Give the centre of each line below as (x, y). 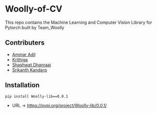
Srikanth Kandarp (30, 70)
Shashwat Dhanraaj (31, 65)
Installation (22, 85)
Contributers (25, 43)
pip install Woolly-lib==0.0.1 (37, 96)
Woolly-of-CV (34, 9)
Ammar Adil (24, 54)
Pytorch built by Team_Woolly (35, 27)
